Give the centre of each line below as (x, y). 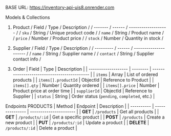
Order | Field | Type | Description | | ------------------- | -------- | (82, 69)
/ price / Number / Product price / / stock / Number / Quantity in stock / (88, 38)
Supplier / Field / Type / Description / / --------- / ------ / (73, 48)
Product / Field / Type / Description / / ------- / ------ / (70, 27)
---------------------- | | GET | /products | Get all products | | (94, 112)
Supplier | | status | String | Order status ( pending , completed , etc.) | (84, 96)
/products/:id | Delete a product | (41, 128)
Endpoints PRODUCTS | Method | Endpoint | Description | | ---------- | (80, 106)
